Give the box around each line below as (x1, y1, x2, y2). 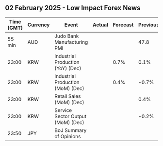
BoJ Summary (54, 127, 87, 133)
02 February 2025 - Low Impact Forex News (5, 4, 141, 12)
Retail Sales (54, 92, 81, 99)
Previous (138, 21, 159, 28)
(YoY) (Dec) (54, 65, 81, 72)
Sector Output (54, 113, 87, 120)
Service (54, 107, 72, 113)
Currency (27, 21, 50, 28)
